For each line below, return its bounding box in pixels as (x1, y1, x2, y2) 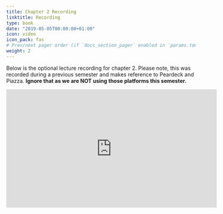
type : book (6, 20, 34, 26)
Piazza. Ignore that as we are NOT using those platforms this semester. (6, 77, 187, 84)
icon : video (6, 31, 36, 37)
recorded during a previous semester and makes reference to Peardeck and (6, 70, 194, 78)
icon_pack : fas (6, 37, 44, 43)
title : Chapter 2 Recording (6, 8, 77, 15)
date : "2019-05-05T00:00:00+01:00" (6, 25, 96, 32)
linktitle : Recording (6, 14, 61, 20)
